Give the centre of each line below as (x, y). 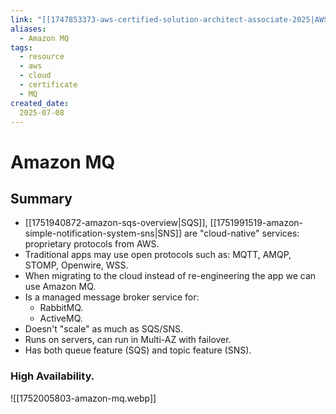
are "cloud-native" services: (242, 233)
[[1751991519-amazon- (256, 223)
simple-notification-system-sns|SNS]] (103, 233)
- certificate (48, 85)
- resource (42, 57)
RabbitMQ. (61, 308)
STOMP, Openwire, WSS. (76, 265)
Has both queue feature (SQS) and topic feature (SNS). (138, 350)
